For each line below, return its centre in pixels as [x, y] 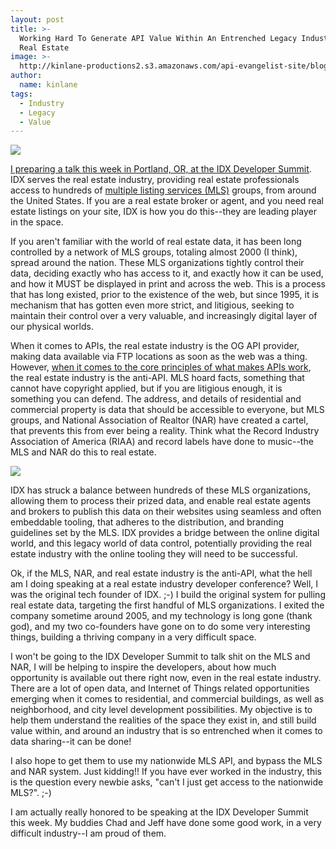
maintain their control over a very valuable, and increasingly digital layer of [164, 316]
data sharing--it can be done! [71, 742]
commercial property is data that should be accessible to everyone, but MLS [167, 410]
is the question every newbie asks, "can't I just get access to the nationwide [167, 782]
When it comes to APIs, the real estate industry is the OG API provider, [155, 346]
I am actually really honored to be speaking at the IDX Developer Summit [159, 812]
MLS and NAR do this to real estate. [83, 452]
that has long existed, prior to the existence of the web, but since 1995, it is [165, 295]
